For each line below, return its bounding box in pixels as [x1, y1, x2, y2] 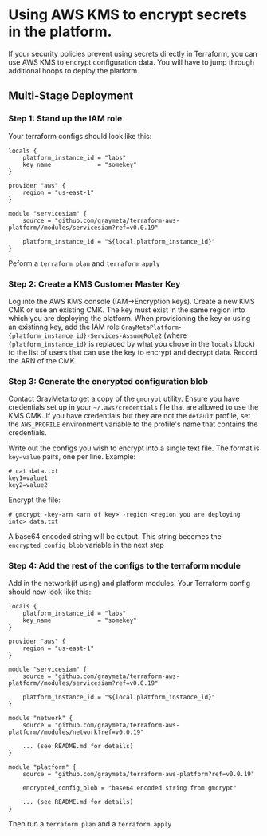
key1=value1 [8, 474, 48, 482]
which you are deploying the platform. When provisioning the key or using [8, 313, 251, 323]
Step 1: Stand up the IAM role [8, 113, 123, 125]
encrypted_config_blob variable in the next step [8, 541, 165, 550]
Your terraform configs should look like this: [8, 131, 152, 141]
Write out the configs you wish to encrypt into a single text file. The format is [8, 443, 260, 453]
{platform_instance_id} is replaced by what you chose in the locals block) [8, 339, 256, 348]
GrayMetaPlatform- [120, 323, 183, 331]
